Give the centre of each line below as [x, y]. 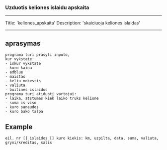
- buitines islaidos [27, 90]
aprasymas [23, 43]
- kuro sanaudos [22, 107]
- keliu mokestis [23, 81]
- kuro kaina [19, 68]
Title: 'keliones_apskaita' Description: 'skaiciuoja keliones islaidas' [73, 23]
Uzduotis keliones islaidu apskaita [47, 7]
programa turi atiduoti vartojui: [41, 94]
